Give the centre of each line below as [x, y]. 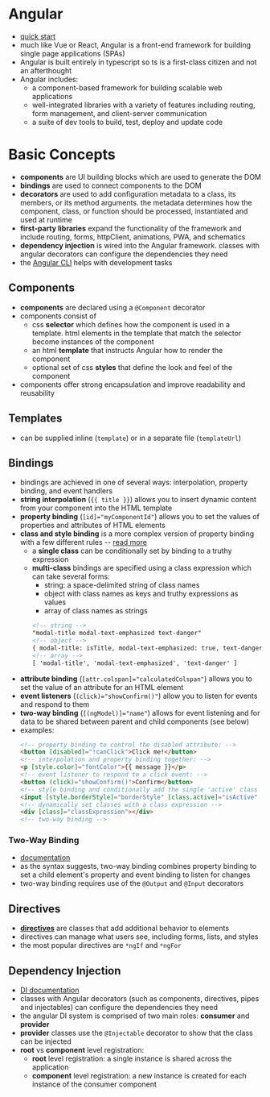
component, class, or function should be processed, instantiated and [134, 211]
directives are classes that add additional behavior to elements [125, 929]
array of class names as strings [96, 611]
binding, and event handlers [66, 491]
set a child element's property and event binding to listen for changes [135, 875]
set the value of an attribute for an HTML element [102, 687]
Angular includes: [49, 79]
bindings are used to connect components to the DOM [111, 185]
